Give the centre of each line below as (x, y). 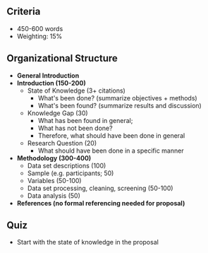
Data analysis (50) (54, 195)
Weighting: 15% (39, 36)
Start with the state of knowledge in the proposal (88, 242)
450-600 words (40, 28)
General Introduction (48, 75)
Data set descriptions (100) (67, 165)
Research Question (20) (62, 143)
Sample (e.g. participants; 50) (71, 173)
